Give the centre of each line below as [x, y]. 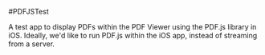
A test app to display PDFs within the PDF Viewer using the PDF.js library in [132, 27]
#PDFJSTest [29, 12]
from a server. [31, 44]
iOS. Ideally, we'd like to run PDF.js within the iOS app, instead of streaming [133, 35]
